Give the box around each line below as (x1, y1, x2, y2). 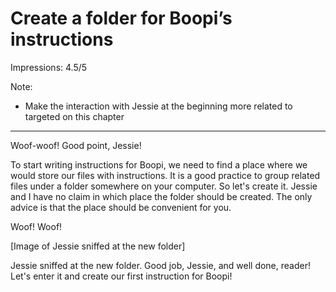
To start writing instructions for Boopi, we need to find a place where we (10, 158, 308, 171)
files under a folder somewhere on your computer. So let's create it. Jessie (10, 180, 318, 192)
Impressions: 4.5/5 (10, 61, 88, 73)
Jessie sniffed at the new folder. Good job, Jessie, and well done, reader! (10, 259, 311, 271)
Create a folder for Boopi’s (10, 7, 233, 30)
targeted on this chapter (24, 110, 125, 122)
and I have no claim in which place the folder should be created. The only (10, 190, 313, 202)
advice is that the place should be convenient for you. (10, 201, 232, 213)
